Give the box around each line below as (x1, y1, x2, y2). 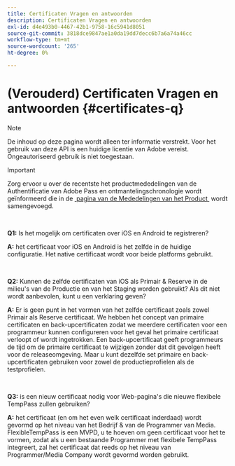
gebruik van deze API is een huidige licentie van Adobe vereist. (7, 144, 189, 153)
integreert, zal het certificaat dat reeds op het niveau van (7, 443, 171, 451)
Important (7, 165, 36, 174)
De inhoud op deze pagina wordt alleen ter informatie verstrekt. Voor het (7, 137, 216, 146)
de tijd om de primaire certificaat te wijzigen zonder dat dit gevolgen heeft (7, 343, 221, 351)
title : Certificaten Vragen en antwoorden (7, 10, 133, 18)
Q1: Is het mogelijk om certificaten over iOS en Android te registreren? (7, 228, 209, 237)
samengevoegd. (7, 201, 54, 210)
